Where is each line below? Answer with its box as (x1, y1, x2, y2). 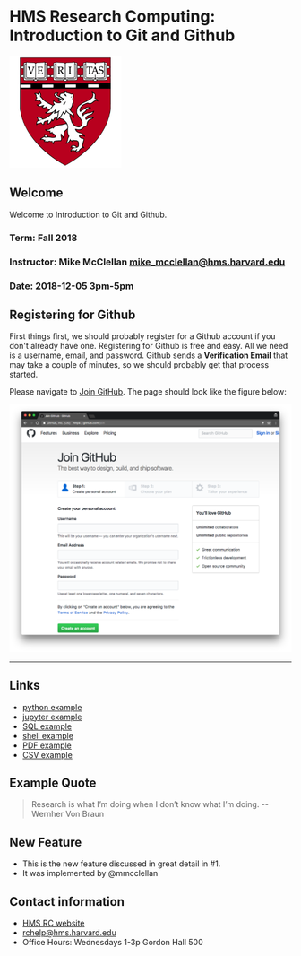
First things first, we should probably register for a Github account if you (9, 331, 276, 342)
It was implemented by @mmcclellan (21, 868, 159, 879)
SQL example (21, 720, 73, 732)
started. (9, 369, 39, 380)
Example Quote (9, 776, 97, 791)
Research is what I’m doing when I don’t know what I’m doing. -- (30, 799, 269, 810)
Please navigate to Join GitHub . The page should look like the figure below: (9, 387, 287, 397)
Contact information (9, 894, 125, 909)
